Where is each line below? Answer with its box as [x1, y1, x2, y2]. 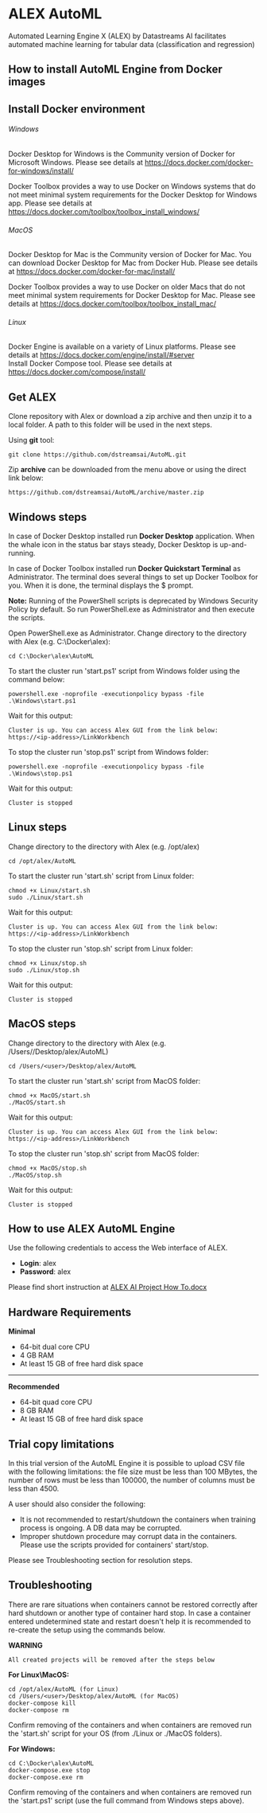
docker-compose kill [8, 1699, 77, 1707]
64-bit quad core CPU [19, 1397, 93, 1407]
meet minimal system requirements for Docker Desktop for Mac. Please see [8, 291, 256, 300]
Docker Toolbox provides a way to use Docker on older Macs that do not [8, 282, 246, 291]
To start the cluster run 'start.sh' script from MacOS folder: [8, 1076, 201, 1085]
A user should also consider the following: [8, 1499, 146, 1509]
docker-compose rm [8, 1706, 69, 1714]
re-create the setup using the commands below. [8, 1625, 165, 1635]
